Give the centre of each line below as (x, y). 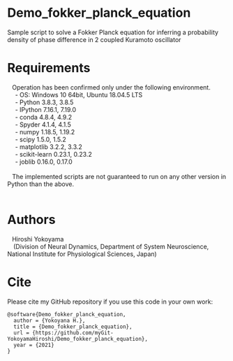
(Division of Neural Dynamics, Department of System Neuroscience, (111, 246)
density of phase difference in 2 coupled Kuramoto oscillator (94, 39)
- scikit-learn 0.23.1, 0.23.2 (53, 154)
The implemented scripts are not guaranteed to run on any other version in (119, 176)
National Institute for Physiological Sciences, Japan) (82, 254)
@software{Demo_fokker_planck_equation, (67, 314)
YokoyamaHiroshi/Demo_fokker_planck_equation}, (78, 339)
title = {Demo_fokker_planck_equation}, (73, 327)
